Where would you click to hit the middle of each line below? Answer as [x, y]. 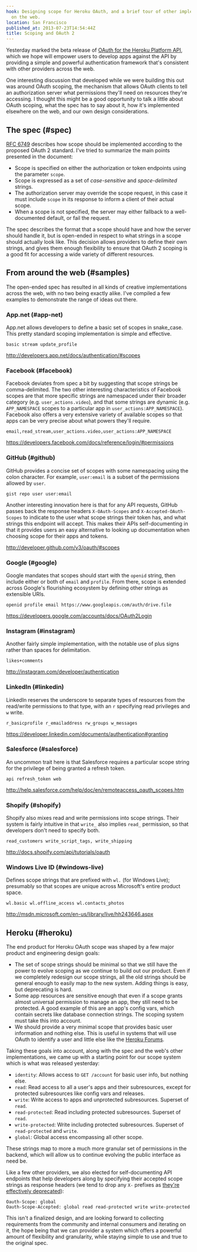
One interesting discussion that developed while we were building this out [95, 81]
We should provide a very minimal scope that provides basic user [94, 1027]
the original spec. [27, 1243]
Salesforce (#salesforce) [42, 749]
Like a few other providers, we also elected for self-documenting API [89, 1173]
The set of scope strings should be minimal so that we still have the [96, 965]
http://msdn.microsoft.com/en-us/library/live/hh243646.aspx [80, 914]
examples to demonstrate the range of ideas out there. [72, 299]
